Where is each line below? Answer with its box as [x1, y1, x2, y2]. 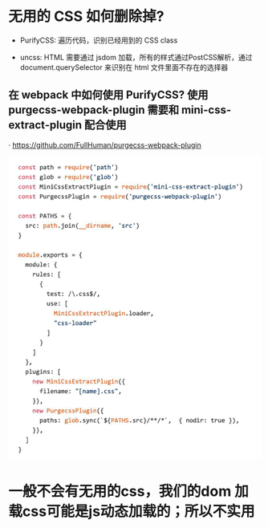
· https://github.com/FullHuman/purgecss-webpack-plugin [8, 140, 202, 149]
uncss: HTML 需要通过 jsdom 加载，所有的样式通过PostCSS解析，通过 [19, 52, 253, 62]
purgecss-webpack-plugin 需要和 [8, 104, 179, 117]
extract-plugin [8, 118, 83, 132]
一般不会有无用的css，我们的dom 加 [8, 482, 249, 500]
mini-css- [181, 104, 232, 117]
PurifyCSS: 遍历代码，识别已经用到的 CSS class [19, 35, 178, 45]
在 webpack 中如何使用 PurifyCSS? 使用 [8, 88, 209, 102]
